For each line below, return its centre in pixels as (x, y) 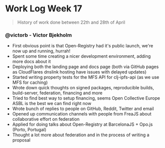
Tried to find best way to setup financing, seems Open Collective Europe (86, 98)
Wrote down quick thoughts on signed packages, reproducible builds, (83, 88)
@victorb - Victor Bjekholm (39, 35)
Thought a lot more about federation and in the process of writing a (81, 135)
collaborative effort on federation (46, 119)
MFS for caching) (30, 82)
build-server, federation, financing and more (57, 93)
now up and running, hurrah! (41, 51)
